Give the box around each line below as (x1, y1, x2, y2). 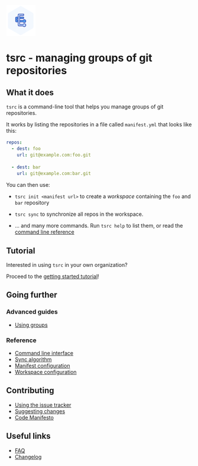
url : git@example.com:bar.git (17, 171, 92, 177)
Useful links (6, 431, 51, 441)
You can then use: (6, 181, 50, 189)
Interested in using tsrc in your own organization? (6, 261, 128, 269)
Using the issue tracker (14, 401, 72, 408)
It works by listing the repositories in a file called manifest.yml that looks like (6, 120, 192, 128)
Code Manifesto (14, 414, 54, 421)
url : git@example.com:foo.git (17, 152, 92, 158)
